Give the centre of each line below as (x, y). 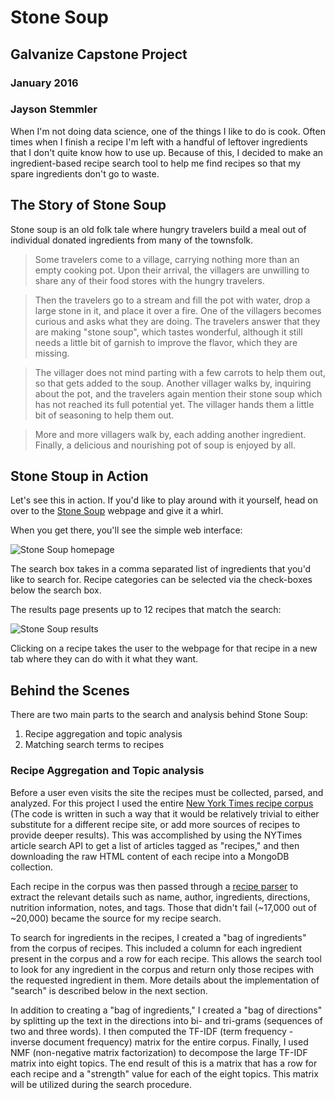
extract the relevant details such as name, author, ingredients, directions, (160, 897)
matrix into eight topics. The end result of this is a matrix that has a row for (164, 1063)
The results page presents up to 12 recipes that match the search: (146, 610)
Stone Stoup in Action (79, 476)
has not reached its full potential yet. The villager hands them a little (174, 404)
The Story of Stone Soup (88, 205)
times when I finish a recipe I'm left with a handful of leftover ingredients (159, 142)
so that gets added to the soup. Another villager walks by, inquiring (173, 383)
